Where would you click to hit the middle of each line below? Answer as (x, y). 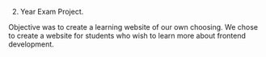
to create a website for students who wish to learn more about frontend (127, 36)
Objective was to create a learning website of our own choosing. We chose (133, 27)
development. (31, 44)
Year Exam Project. (52, 12)
